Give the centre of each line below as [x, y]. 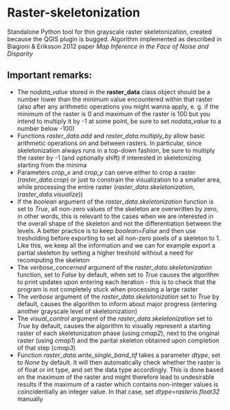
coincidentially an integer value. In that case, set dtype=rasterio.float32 [118, 391]
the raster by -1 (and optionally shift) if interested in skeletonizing [109, 158]
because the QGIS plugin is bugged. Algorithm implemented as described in [114, 39]
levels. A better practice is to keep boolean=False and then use [106, 230]
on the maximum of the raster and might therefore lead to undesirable [116, 377]
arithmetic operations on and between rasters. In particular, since [110, 143]
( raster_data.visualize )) [50, 194]
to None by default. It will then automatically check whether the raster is [119, 362]
